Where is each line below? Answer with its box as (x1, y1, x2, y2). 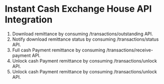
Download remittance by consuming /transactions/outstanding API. (12, 31, 153, 37)
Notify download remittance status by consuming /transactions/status (12, 36, 159, 42)
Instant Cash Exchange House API (5, 3, 152, 15)
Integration (5, 14, 53, 25)
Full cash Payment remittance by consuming (12, 47, 105, 53)
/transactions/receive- (106, 47, 153, 53)
